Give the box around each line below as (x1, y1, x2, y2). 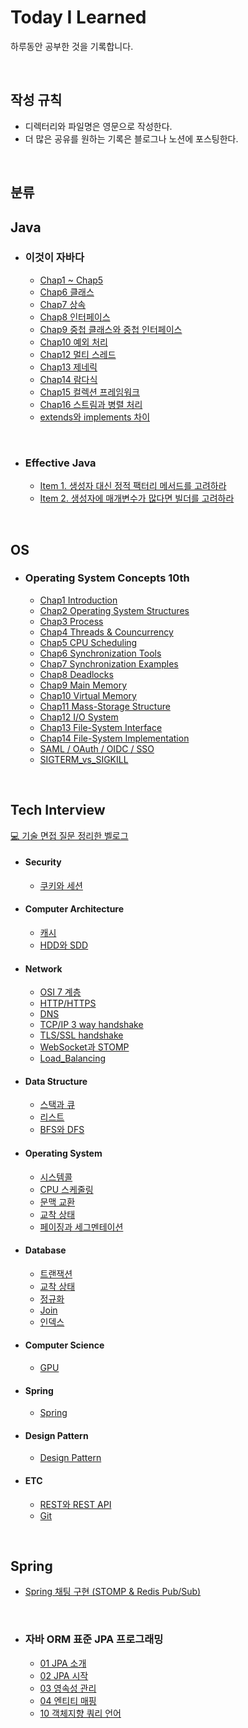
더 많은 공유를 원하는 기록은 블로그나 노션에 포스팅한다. (24, 132, 239, 145)
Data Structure (24, 1075, 88, 1087)
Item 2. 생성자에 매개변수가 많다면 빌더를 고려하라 (39, 492, 235, 505)
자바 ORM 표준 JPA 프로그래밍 (24, 1632, 164, 1646)
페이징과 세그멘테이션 (39, 1221, 124, 1233)
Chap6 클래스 (39, 286, 95, 298)
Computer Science (24, 1339, 105, 1351)
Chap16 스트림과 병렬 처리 (39, 398, 143, 410)
